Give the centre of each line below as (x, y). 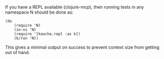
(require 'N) (27, 25)
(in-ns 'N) (25, 30)
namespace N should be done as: (39, 12)
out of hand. (18, 52)
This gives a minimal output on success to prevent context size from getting (82, 47)
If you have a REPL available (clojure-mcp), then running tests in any (75, 7)
